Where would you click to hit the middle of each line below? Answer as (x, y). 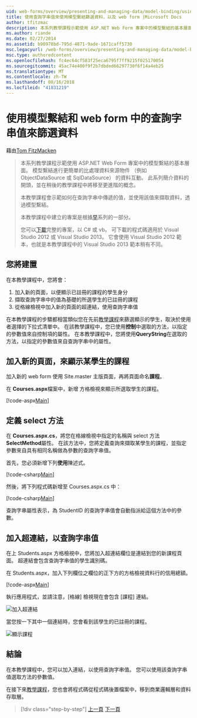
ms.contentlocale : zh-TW (36, 77)
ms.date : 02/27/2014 (31, 39)
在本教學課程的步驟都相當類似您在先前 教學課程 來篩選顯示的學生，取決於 (93, 319)
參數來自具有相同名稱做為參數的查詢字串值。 (60, 450)
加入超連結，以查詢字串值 (52, 538)
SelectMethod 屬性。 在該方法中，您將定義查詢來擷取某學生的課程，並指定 (96, 443)
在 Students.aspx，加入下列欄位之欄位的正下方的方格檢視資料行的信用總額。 (98, 573)
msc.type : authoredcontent (39, 55)
